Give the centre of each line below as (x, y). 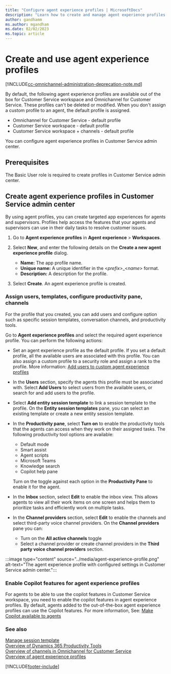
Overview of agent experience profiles (46, 657)
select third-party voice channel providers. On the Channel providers (86, 523)
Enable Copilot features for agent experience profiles (72, 583)
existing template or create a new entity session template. (73, 413)
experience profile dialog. (40, 253)
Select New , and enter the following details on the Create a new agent (87, 247)
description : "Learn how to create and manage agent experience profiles (86, 15)
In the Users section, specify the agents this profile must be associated (88, 382)
